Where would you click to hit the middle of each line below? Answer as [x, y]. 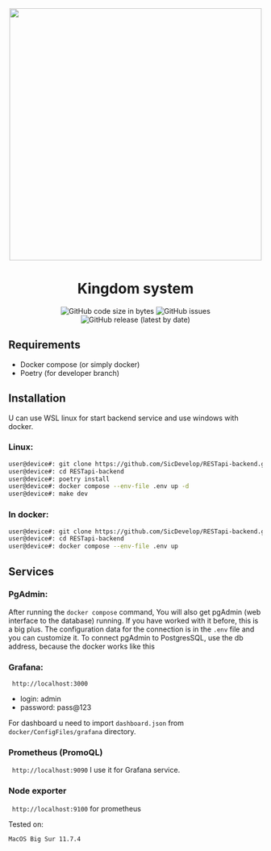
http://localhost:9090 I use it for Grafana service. [96, 770]
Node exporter [38, 791]
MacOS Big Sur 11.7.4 [45, 839]
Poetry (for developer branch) [69, 373]
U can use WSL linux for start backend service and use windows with [124, 418]
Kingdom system [135, 289]
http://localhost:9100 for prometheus [76, 808]
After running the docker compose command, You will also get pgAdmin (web [135, 611]
